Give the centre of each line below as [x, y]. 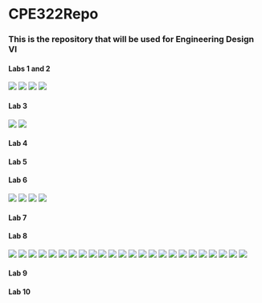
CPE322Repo [53, 14]
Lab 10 [19, 292]
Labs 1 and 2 [29, 68]
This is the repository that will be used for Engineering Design [131, 39]
